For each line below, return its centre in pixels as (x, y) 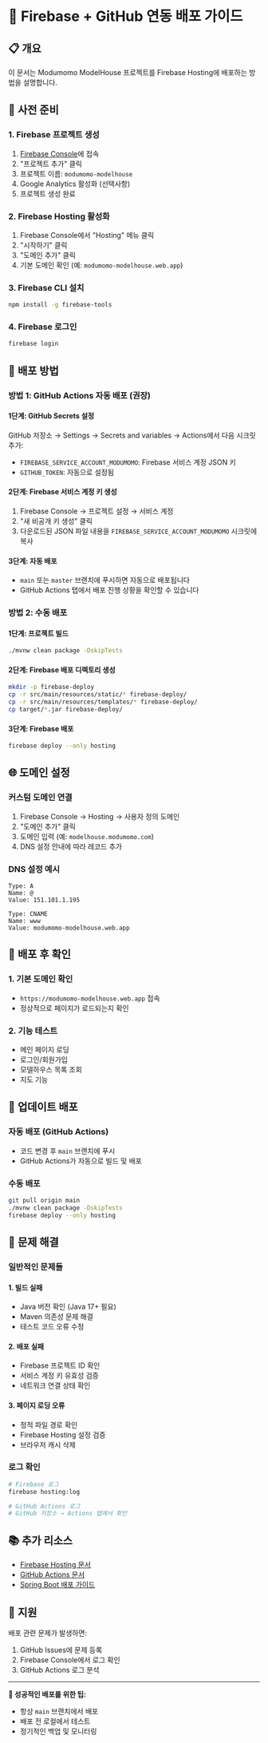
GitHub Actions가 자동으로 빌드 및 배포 (81, 1161)
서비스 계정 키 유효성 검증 (59, 1376)
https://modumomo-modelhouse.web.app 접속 (90, 998)
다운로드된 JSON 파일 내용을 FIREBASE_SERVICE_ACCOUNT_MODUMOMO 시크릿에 (138, 531)
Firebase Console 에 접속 (59, 153)
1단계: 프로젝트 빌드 (39, 633)
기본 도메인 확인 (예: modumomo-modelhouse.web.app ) (101, 265)
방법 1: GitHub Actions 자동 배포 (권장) (80, 395)
